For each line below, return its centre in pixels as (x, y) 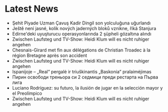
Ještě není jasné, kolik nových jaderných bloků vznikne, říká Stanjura (84, 28)
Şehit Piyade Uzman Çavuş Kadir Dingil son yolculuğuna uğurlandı (81, 23)
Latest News (32, 9)
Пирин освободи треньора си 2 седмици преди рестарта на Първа (85, 77)
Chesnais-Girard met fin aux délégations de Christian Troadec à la (81, 50)
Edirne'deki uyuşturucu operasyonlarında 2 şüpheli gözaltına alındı (82, 34)
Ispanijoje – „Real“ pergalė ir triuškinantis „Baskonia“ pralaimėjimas (82, 71)
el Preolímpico (27, 93)
